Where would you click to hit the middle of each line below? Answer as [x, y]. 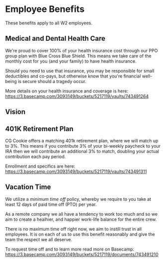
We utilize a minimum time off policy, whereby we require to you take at [78, 199]
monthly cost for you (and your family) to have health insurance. [71, 61]
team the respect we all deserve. [39, 239]
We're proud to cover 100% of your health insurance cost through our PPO [82, 50]
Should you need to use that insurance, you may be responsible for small [80, 71]
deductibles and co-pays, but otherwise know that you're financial [73, 76]
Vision [15, 112]
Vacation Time [28, 187]
